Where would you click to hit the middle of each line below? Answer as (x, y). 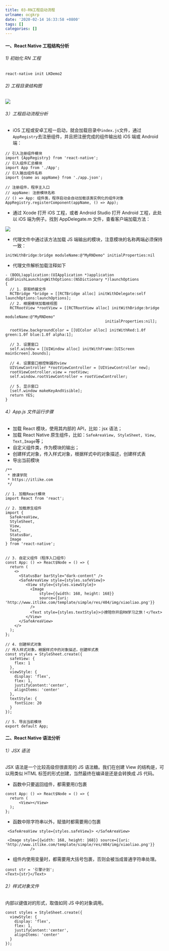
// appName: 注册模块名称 (30, 193)
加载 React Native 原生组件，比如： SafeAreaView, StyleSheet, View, (85, 435)
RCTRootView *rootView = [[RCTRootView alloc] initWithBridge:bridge (85, 308)
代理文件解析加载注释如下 (39, 266)
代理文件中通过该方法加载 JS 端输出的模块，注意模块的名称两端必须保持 (88, 240)
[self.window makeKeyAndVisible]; (46, 391)
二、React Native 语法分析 (33, 738)
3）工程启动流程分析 (27, 113)
